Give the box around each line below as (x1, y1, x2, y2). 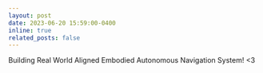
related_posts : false (8, 33, 81, 42)
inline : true (8, 26, 52, 34)
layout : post (8, 11, 52, 20)
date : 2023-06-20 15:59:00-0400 (8, 19, 116, 27)
